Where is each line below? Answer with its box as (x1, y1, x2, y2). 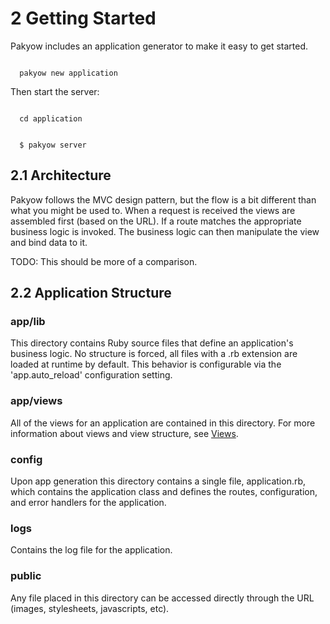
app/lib (10, 315, 46, 329)
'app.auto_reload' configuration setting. (10, 369, 173, 381)
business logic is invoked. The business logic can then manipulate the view (10, 225, 320, 237)
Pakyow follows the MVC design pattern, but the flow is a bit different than (10, 193, 317, 206)
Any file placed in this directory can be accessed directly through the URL (10, 592, 315, 604)
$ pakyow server (19, 140, 87, 150)
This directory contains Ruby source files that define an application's (10, 337, 294, 349)
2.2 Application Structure (10, 285, 172, 302)
